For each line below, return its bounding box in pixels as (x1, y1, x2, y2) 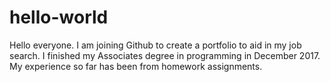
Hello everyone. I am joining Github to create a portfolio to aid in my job (9, 39, 302, 51)
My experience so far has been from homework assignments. (9, 60, 263, 72)
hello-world (9, 6, 109, 29)
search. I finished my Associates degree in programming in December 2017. (9, 49, 321, 61)
